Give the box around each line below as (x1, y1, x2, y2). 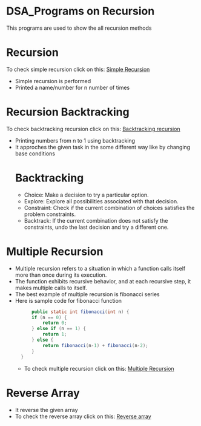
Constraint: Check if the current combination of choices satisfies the (24, 204, 195, 211)
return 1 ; (42, 331, 67, 337)
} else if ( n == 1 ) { (31, 326, 87, 332)
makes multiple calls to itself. (15, 284, 88, 291)
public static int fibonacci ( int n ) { (31, 308, 130, 315)
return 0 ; (42, 320, 67, 326)
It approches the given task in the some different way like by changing (15, 143, 191, 150)
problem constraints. (24, 211, 76, 218)
